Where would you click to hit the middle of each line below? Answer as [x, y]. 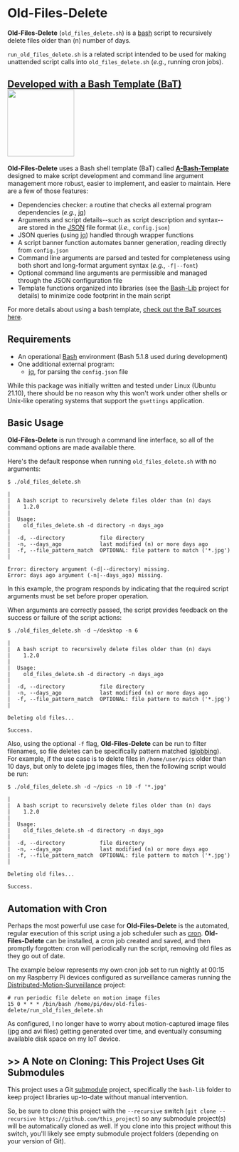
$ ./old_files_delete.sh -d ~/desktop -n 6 [73, 631]
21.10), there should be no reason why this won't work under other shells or [117, 393]
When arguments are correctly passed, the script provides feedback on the [118, 610]
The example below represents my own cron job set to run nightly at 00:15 [116, 970]
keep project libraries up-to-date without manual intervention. [98, 1097]
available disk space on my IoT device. [64, 1039]
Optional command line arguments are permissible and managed [112, 273]
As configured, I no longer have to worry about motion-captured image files [118, 1024]
